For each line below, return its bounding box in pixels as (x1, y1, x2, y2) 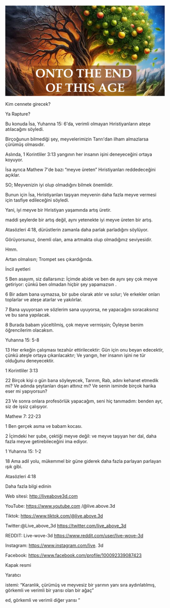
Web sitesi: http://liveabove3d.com (5, 493, 78, 499)
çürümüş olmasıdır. (5, 141, 45, 148)
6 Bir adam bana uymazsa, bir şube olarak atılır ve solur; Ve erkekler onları (5, 291, 160, 297)
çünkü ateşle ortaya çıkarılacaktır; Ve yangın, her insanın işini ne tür (5, 352, 146, 358)
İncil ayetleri (5, 266, 31, 272)
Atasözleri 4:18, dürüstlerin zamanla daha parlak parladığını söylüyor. (5, 226, 149, 233)
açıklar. (5, 171, 20, 178)
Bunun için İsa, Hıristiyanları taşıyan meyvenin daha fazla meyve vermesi (5, 191, 157, 197)
